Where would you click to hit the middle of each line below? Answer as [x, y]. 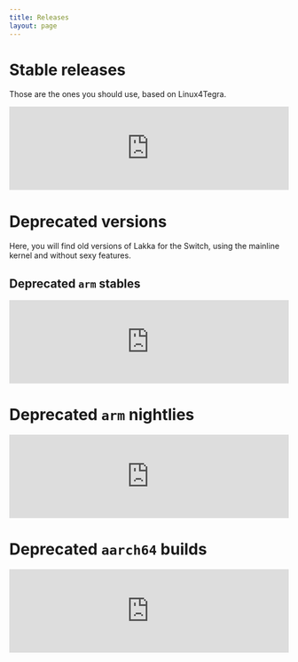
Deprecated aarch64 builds [108, 549]
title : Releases [39, 17]
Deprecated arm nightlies [102, 415]
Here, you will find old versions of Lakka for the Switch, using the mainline [145, 246]
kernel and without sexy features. [70, 255]
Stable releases [67, 70]
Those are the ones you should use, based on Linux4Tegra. [118, 94]
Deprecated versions [88, 221]
